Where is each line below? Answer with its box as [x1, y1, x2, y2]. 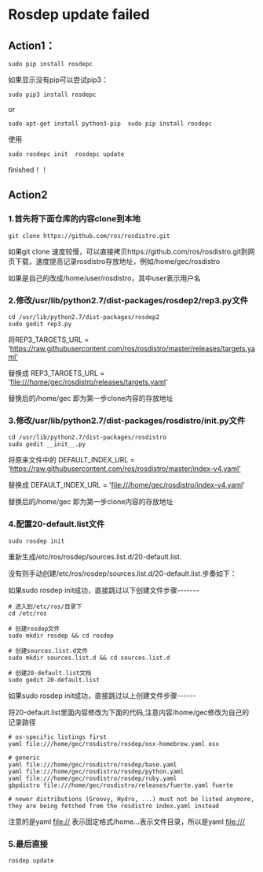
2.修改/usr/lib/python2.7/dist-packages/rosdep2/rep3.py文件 [8, 295, 249, 306]
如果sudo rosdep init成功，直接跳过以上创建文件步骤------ [8, 691, 196, 700]
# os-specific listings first [8, 733, 108, 741]
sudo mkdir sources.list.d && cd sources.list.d [8, 654, 170, 662]
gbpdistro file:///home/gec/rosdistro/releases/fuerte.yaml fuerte [8, 781, 234, 789]
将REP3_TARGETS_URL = [8, 335, 89, 344]
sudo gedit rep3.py [8, 320, 72, 328]
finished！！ [8, 165, 49, 174]
